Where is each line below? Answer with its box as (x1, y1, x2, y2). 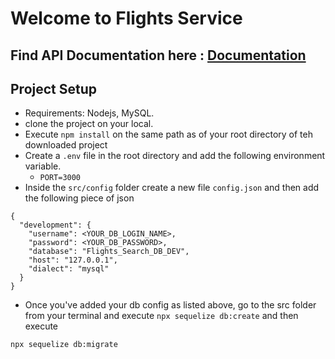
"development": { (19, 220, 92, 231)
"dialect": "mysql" (28, 264, 110, 274)
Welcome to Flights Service (10, 7, 243, 30)
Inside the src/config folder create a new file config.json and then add (24, 182, 320, 194)
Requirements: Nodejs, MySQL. (24, 107, 155, 119)
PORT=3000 (39, 173, 82, 183)
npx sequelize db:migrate (10, 340, 118, 350)
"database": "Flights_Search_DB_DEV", (28, 247, 190, 257)
